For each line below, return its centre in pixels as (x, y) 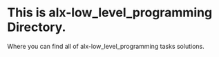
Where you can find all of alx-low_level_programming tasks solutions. (106, 46)
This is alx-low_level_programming (110, 13)
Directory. (37, 27)
